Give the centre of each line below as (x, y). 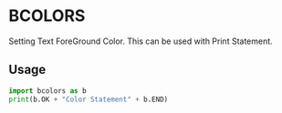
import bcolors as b (48, 91)
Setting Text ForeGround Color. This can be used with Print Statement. (141, 41)
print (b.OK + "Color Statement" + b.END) (89, 99)
